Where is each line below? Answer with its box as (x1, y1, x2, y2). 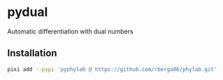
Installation (7, 47, 57, 59)
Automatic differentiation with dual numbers (7, 27, 134, 35)
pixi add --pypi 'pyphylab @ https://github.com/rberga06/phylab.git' (7, 65, 217, 73)
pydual (7, 4, 48, 20)
